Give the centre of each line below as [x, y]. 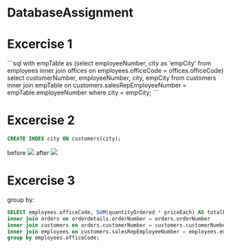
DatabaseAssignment [70, 13]
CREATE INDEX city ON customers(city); [64, 139]
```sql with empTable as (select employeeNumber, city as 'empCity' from [109, 63]
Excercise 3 [41, 181]
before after [28, 152]
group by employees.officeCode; [53, 238]
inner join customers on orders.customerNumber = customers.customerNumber [118, 225]
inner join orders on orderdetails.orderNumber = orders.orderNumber [109, 218]
